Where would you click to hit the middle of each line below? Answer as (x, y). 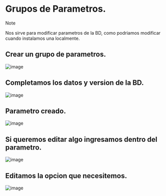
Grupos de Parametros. (56, 9)
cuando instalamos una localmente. (43, 38)
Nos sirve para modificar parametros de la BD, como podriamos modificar (83, 33)
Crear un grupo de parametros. (56, 54)
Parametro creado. (36, 111)
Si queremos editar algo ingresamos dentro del (81, 139)
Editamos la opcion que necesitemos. (66, 176)
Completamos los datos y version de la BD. (75, 83)
